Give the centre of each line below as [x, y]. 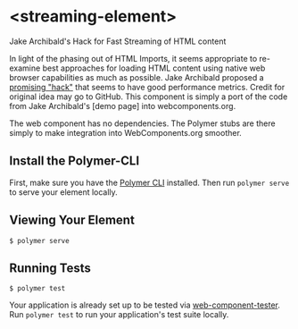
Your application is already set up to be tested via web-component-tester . [145, 305]
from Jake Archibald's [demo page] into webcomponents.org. [123, 105]
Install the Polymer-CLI [74, 161]
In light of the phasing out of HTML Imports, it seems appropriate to [133, 58]
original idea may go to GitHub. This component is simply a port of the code [149, 97]
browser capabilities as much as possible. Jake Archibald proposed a [137, 77]
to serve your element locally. [63, 192]
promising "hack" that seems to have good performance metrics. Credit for [147, 87]
